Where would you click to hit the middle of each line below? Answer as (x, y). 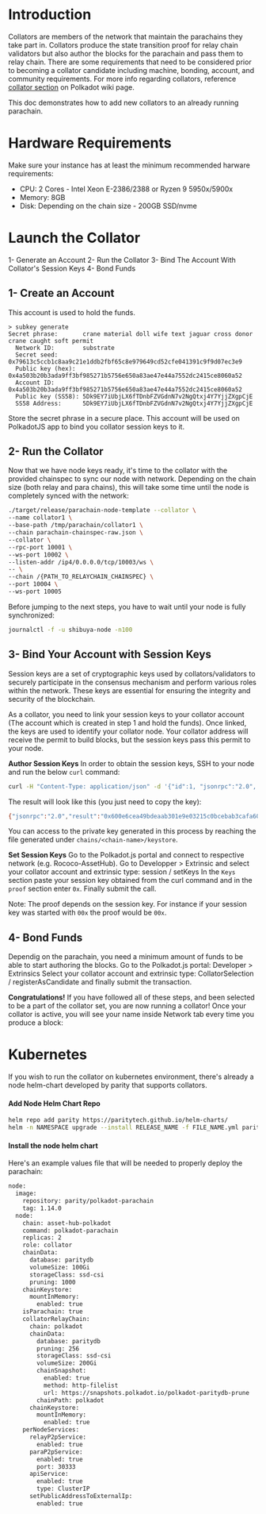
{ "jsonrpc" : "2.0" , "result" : (55, 816)
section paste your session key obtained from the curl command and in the (130, 880)
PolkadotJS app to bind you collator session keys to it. (96, 426)
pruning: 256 (58, 1348)
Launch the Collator (74, 238)
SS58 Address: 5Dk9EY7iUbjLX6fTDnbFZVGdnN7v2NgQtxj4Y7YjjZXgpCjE (134, 403)
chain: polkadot (56, 1326)
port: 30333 (57, 1466)
